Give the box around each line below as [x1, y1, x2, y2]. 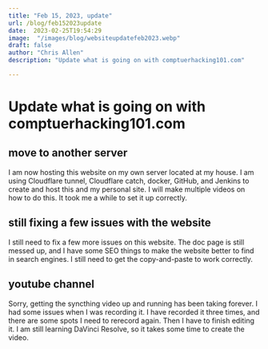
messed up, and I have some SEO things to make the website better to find [8, 245, 254, 256]
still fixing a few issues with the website [8, 216, 211, 230]
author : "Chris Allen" [8, 49, 84, 57]
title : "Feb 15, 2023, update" [8, 11, 113, 20]
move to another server [8, 146, 128, 160]
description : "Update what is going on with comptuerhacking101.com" [8, 57, 246, 65]
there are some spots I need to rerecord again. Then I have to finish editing [8, 315, 254, 325]
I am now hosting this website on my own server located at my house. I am [8, 167, 254, 176]
